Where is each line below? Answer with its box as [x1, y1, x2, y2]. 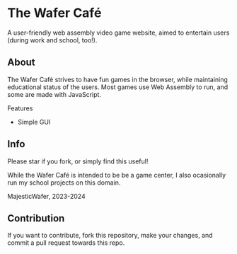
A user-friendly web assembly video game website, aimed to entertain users [7, 28, 230, 37]
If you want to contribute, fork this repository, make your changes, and [7, 231, 214, 240]
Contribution [7, 212, 65, 224]
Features [7, 104, 33, 112]
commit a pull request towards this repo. [7, 238, 125, 247]
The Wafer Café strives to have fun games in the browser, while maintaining [7, 75, 229, 83]
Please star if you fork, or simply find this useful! [7, 157, 149, 166]
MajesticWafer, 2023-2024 [7, 192, 86, 200]
